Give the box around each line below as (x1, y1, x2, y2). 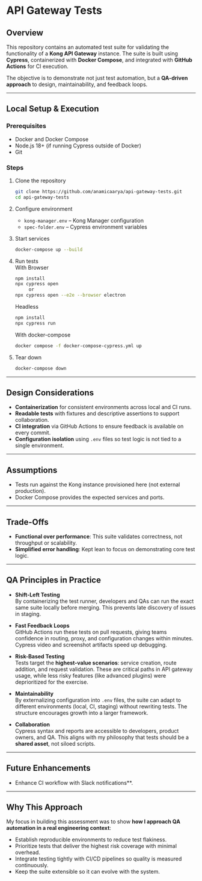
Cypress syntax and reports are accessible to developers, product (14, 727, 179, 734)
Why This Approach (6, 802, 83, 812)
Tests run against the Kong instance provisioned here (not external (14, 481, 180, 488)
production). (14, 487, 46, 495)
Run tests (14, 257, 39, 265)
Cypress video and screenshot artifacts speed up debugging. (14, 641, 167, 648)
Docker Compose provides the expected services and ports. (14, 494, 165, 501)
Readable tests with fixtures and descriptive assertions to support (14, 410, 180, 417)
